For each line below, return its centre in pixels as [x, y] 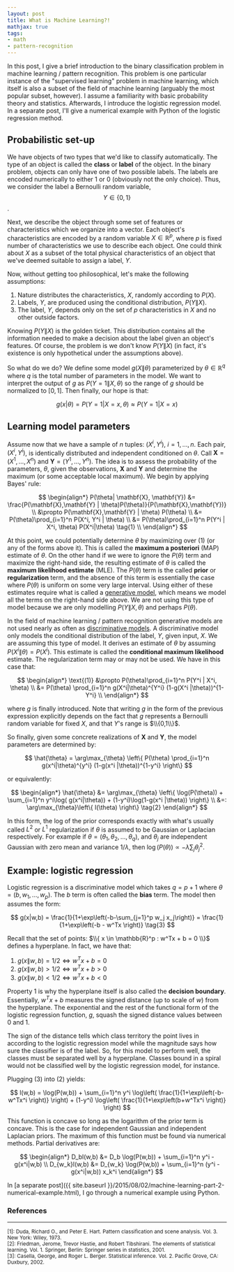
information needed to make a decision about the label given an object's [111, 338]
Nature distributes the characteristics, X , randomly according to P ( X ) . [117, 295]
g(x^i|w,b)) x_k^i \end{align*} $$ [117, 1171]
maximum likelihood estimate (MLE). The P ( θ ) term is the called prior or [112, 570]
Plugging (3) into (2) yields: [46, 1079]
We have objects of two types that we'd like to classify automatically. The [112, 157]
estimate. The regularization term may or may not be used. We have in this [114, 659]
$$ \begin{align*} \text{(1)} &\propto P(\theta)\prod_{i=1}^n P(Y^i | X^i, [117, 680]
